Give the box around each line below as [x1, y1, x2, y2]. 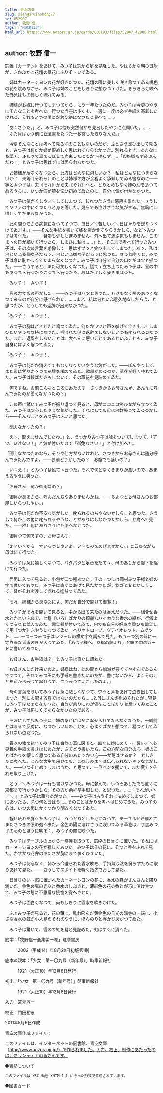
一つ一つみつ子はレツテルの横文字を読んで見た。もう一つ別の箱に [20, 633, 152, 639]
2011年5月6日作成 [5, 1019, 40, 1025]
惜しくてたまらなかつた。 [5, 210, 56, 216]
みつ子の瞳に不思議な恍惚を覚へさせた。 [13, 889, 95, 895]
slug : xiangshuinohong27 [5, 12, 55, 17]
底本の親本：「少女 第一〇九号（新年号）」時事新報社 [5, 957, 112, 963]
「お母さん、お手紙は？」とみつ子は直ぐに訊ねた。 [5, 656, 107, 662]
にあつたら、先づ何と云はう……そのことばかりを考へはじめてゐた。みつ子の [5, 799, 157, 805]
